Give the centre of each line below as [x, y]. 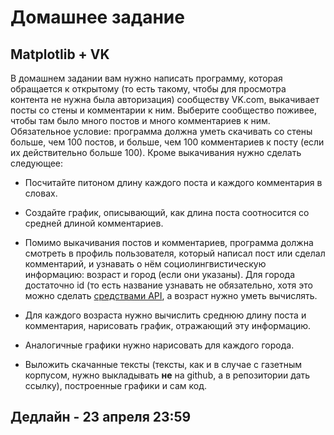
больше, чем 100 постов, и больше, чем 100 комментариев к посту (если [167, 142]
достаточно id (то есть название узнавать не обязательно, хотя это [168, 285]
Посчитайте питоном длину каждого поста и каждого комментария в [173, 182]
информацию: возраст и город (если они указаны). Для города [160, 274]
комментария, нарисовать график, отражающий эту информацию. [168, 325]
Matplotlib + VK [60, 54]
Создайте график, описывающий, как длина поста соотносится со [167, 212]
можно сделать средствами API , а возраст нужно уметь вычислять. [171, 295]
